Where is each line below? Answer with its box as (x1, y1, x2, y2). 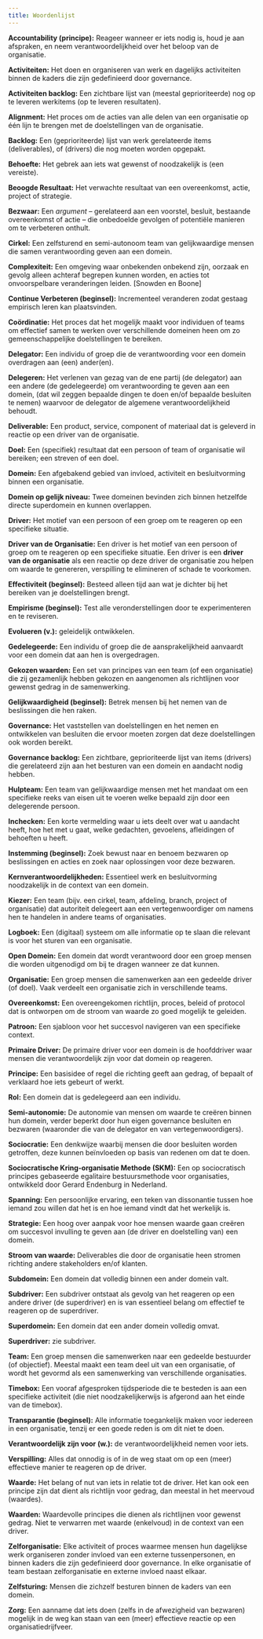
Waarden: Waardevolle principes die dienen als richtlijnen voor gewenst (8, 1509, 241, 1519)
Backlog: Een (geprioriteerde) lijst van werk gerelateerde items (8, 135, 212, 145)
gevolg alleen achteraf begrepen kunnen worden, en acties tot (8, 270, 210, 280)
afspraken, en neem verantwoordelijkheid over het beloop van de (8, 41, 219, 51)
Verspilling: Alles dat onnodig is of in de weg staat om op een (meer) (8, 1454, 232, 1463)
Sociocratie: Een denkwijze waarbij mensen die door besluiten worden (8, 1140, 238, 1149)
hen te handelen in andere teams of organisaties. (8, 912, 166, 921)
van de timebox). (8, 1399, 63, 1410)
